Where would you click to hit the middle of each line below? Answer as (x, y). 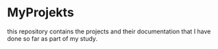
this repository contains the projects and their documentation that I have (109, 31)
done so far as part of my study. (52, 38)
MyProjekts (40, 13)
